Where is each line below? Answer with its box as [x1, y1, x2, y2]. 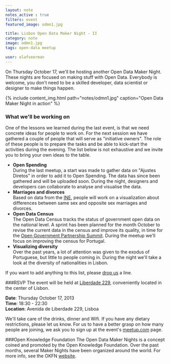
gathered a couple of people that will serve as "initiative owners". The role [5, 135, 161, 141]
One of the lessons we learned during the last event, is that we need [5, 124, 150, 131]
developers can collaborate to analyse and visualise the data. [12, 183, 142, 189]
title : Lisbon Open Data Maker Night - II [5, 31, 97, 36]
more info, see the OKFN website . [5, 353, 77, 359]
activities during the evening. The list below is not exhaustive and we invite [5, 146, 163, 153]
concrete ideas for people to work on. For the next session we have [5, 130, 147, 136]
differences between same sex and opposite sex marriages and [12, 200, 147, 206]
